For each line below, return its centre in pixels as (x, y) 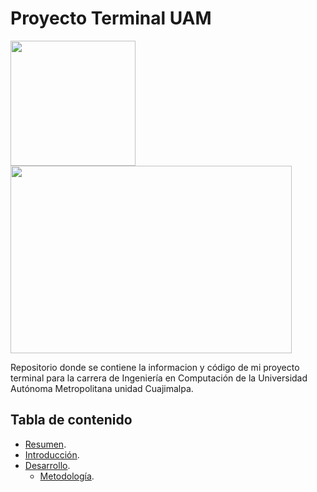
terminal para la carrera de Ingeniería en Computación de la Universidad (159, 378)
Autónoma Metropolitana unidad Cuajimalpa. (102, 388)
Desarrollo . (47, 465)
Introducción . (52, 454)
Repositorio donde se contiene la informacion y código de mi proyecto (155, 367)
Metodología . (67, 476)
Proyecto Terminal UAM (111, 18)
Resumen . (45, 444)
